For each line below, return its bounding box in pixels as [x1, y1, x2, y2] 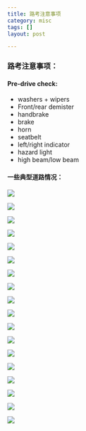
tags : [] [7, 23, 33, 31]
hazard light [17, 148, 53, 156]
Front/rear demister [17, 102, 75, 111]
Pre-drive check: [7, 79, 58, 87]
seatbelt [17, 133, 42, 142]
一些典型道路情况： [7, 172, 63, 181]
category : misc [7, 17, 52, 24]
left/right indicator [17, 140, 70, 149]
